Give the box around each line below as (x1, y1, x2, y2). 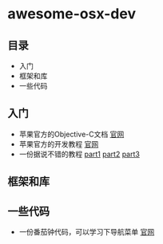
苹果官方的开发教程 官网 (18, 139, 99, 148)
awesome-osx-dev (7, 5, 137, 23)
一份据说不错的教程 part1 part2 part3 (18, 149, 141, 159)
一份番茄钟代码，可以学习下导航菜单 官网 (18, 227, 155, 237)
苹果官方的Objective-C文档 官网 (18, 129, 125, 139)
